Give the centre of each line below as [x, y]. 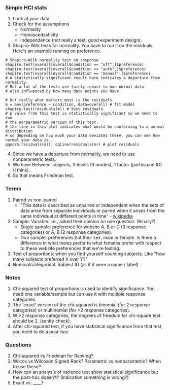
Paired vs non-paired [35, 200]
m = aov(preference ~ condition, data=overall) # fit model [70, 105]
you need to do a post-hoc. [41, 332]
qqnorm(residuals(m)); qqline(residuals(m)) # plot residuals [72, 145]
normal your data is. [28, 140]
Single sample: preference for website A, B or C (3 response [83, 227]
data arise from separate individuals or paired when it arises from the [92, 210]
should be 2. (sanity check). [42, 321]
